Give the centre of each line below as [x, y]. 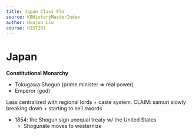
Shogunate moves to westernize [62, 126]
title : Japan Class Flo [35, 11]
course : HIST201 [26, 28]
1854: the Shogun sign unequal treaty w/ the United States [86, 120]
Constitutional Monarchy [37, 73]
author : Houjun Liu [30, 22]
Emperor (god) [32, 91]
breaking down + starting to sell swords [54, 109]
